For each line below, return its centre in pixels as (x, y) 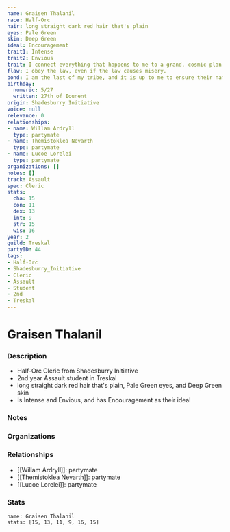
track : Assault (29, 179)
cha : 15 (24, 199)
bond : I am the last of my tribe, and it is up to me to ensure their (110, 77)
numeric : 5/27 (33, 90)
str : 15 (24, 224)
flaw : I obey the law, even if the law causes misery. (87, 71)
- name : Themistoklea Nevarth (50, 141)
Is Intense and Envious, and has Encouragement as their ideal (104, 400)
